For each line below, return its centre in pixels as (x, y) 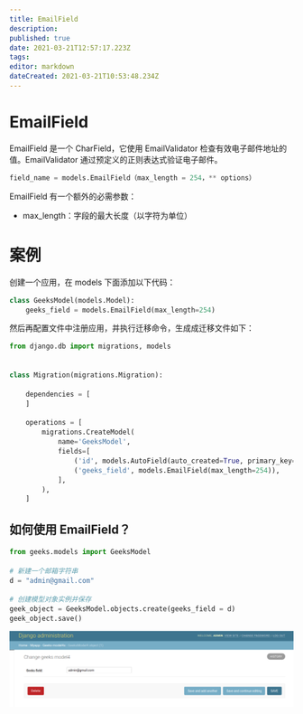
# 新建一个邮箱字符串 (44, 571)
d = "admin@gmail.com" (52, 580)
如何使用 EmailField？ (70, 529)
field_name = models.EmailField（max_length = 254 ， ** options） (133, 178)
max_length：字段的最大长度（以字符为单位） (107, 215)
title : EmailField (44, 19)
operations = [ (54, 423)
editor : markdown (42, 67)
